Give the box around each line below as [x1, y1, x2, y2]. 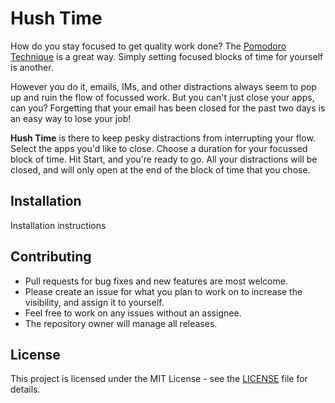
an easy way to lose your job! [10, 112, 132, 124]
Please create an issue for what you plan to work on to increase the [24, 285, 303, 297]
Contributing [10, 248, 92, 266]
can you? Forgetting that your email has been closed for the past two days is [10, 102, 326, 114]
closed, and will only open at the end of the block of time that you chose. [10, 163, 311, 176]
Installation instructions [10, 219, 107, 231]
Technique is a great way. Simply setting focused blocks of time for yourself [10, 50, 324, 62]
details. [10, 383, 41, 396]
